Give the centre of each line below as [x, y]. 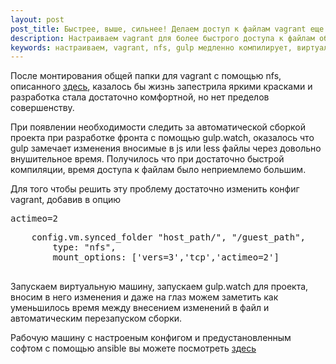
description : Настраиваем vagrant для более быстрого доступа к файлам [162, 38]
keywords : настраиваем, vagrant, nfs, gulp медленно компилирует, [151, 47]
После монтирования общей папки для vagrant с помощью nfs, [146, 76]
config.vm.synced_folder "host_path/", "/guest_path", [169, 237]
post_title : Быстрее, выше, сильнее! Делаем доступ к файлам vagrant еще [167, 29]
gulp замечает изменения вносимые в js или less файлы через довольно [166, 148]
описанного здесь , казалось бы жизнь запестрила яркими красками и [161, 87]
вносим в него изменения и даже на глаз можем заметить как [144, 297]
